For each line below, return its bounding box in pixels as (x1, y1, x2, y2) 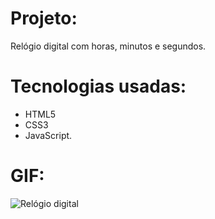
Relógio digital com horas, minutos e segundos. (10, 40, 207, 52)
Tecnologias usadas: (10, 75, 187, 98)
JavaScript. (24, 129, 73, 141)
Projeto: (10, 7, 78, 30)
